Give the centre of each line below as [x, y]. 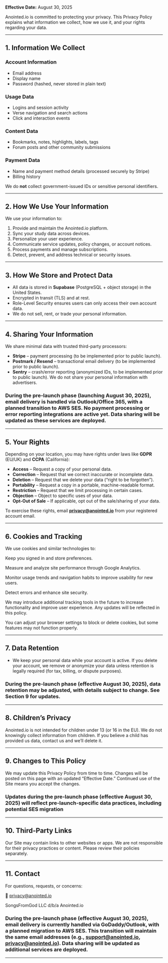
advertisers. [25, 382]
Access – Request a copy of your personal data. [62, 469]
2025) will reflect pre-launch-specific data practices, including [83, 803]
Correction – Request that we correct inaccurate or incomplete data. [83, 474]
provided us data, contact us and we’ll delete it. [54, 740]
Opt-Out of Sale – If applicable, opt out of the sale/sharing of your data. [86, 501]
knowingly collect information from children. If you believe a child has [77, 735]
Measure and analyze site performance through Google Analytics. [73, 567]
